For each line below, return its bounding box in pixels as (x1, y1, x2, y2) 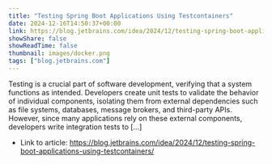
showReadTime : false (8, 42, 79, 50)
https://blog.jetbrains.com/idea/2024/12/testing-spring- (69, 137, 256, 147)
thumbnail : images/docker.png (8, 49, 111, 57)
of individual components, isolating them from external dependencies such (8, 96, 258, 106)
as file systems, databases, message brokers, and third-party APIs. (8, 104, 232, 114)
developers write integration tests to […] (8, 122, 142, 132)
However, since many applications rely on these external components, (8, 113, 243, 123)
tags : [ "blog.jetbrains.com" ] (8, 57, 111, 65)
